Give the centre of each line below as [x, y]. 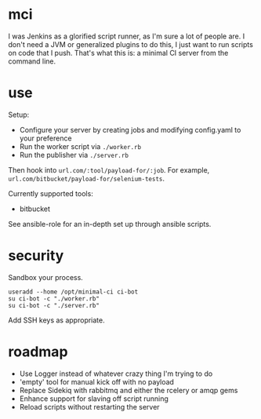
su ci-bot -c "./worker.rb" [54, 299]
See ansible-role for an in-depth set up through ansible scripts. [110, 224]
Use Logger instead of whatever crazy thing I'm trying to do [116, 373]
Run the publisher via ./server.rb [74, 155]
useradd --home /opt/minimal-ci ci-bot [73, 292]
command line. [32, 61]
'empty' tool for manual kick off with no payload [97, 381]
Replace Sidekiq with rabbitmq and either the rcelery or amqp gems [129, 390]
